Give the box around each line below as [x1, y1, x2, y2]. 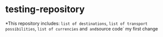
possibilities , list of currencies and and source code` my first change [5, 25, 158, 31]
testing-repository [5, 4, 85, 15]
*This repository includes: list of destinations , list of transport [5, 20, 148, 26]
